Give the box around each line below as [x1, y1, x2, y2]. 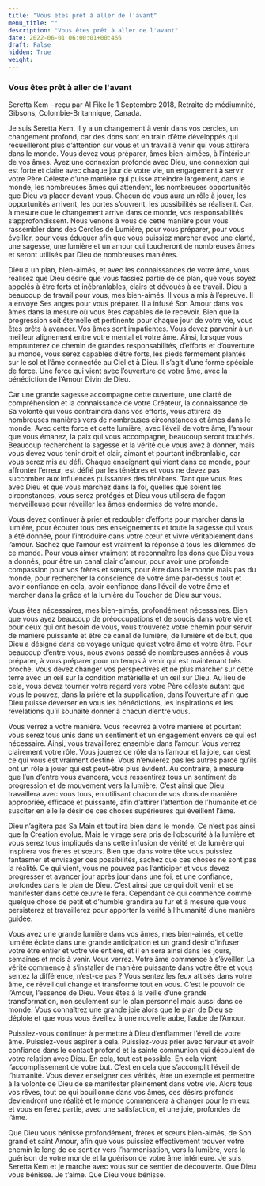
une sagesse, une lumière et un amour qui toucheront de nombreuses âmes [8, 241, 256, 251]
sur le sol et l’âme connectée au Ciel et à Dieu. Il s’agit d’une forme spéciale [8, 358, 254, 367]
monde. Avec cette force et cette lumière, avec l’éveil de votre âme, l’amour [8, 424, 254, 433]
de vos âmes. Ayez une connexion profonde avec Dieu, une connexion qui [8, 158, 250, 167]
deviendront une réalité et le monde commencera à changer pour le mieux [8, 1096, 251, 1105]
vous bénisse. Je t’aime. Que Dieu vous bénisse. [8, 1170, 166, 1180]
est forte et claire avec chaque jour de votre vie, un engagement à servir [8, 165, 244, 175]
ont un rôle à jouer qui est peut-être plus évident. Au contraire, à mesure [8, 764, 244, 774]
